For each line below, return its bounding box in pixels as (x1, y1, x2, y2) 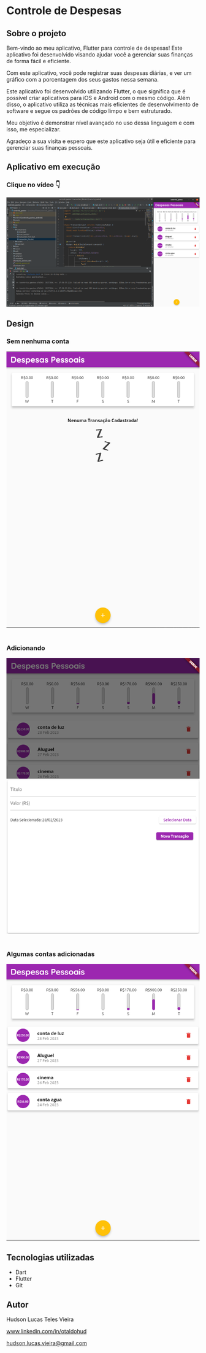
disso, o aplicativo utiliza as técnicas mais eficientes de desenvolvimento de (6, 101, 199, 108)
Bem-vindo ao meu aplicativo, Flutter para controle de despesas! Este (6, 44, 183, 52)
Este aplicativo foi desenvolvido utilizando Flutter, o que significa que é (6, 88, 186, 95)
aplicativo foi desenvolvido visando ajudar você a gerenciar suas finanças (6, 51, 193, 58)
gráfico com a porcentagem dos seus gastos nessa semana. (6, 76, 159, 83)
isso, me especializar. (6, 126, 61, 133)
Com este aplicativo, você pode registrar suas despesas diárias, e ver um (6, 69, 192, 77)
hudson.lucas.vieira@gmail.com (6, 1340, 87, 1347)
